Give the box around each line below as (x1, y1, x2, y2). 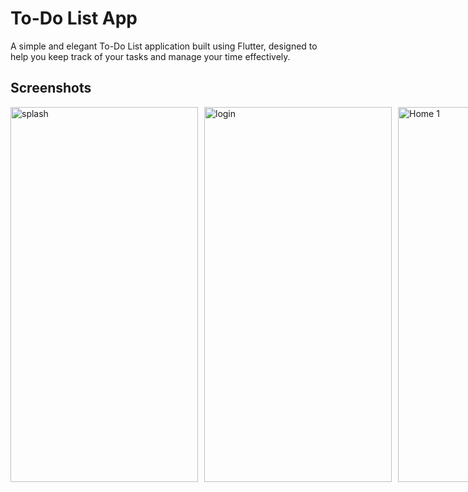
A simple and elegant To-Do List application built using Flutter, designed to (10, 40, 318, 52)
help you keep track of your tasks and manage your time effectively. (10, 50, 291, 62)
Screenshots (10, 80, 92, 97)
